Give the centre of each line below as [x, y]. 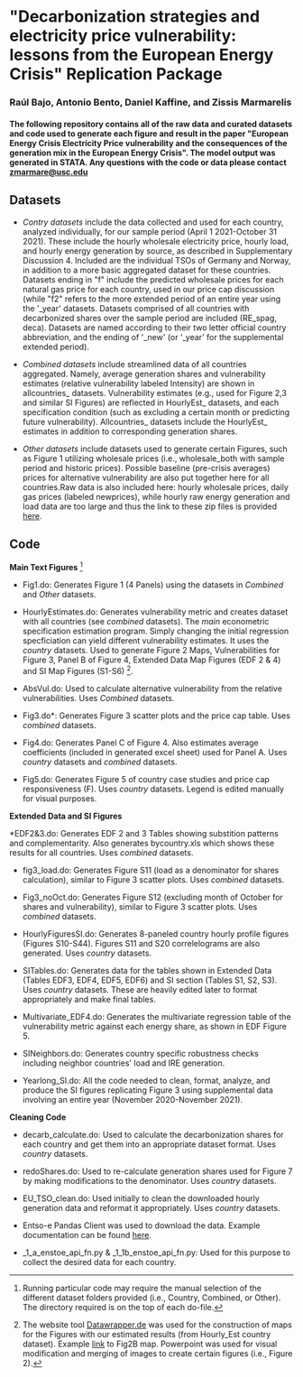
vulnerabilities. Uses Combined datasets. [98, 698]
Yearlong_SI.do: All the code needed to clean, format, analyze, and [146, 1080]
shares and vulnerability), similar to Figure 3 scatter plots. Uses [140, 906]
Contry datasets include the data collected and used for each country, [153, 222]
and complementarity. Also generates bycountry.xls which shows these [142, 843]
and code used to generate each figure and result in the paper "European [149, 134]
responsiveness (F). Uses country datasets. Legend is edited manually [153, 789]
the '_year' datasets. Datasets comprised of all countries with [136, 308]
